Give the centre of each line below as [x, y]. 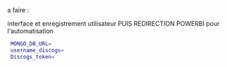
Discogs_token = [32, 57]
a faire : [18, 10]
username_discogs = [37, 50]
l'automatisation [31, 31]
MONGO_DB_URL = [31, 44]
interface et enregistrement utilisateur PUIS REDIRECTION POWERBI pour [113, 23]
